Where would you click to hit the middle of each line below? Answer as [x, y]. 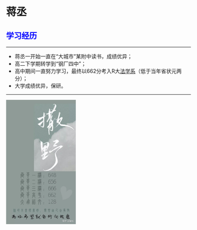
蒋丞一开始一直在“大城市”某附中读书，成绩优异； [74, 56]
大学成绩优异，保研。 [40, 86]
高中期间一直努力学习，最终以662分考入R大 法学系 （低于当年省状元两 [98, 71]
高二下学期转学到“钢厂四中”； [50, 64]
